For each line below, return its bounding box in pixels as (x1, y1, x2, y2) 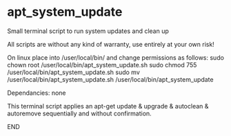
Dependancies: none (7, 89, 66, 97)
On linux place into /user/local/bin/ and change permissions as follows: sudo (7, 53, 224, 62)
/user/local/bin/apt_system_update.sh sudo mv (7, 68, 140, 76)
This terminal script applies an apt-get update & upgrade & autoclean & (7, 102, 209, 110)
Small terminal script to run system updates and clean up (7, 27, 169, 35)
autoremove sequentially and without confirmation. (7, 109, 152, 117)
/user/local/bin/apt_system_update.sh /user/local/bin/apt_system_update (7, 75, 214, 83)
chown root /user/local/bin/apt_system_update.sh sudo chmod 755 (7, 60, 197, 69)
